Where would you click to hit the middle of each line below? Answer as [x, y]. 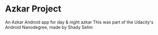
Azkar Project [33, 9]
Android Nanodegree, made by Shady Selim [49, 27]
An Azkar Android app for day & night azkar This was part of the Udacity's [79, 22]
